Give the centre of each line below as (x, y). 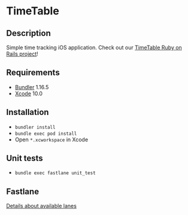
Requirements (33, 73)
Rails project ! (22, 54)
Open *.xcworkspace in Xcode (51, 140)
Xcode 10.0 (29, 93)
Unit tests (25, 158)
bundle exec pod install (46, 134)
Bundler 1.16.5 (32, 87)
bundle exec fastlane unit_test (55, 173)
